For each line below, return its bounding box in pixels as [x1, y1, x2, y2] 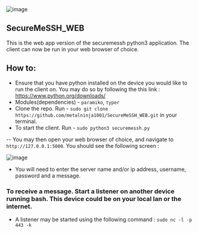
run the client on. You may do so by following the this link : [14, 85, 161, 93]
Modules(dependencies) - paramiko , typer [14, 98, 120, 106]
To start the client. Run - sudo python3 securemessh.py [14, 124, 150, 131]
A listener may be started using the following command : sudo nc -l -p [14, 215, 192, 223]
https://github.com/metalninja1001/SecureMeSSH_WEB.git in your [14, 111, 177, 118]
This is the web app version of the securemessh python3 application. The [6, 39, 190, 46]
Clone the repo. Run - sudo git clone [14, 104, 109, 112]
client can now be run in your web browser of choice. [6, 45, 139, 53]
